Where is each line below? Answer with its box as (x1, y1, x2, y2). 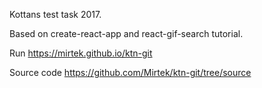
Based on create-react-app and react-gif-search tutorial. (9, 28, 244, 39)
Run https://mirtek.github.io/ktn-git (9, 47, 153, 59)
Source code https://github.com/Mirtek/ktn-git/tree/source (9, 67, 252, 78)
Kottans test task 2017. (9, 9, 102, 20)
